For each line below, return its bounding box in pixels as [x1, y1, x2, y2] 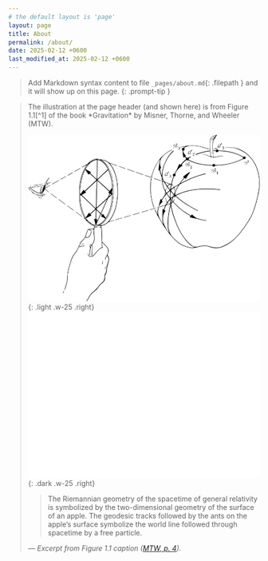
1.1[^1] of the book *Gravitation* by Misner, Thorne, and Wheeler [27, 110, 240, 120]
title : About [8, 30, 52, 38]
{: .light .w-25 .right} [27, 302, 95, 312]
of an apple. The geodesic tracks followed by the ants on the [47, 511, 247, 520]
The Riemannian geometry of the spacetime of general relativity [47, 494, 258, 503]
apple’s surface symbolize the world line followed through [47, 519, 238, 529]
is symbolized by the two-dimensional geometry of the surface [47, 502, 255, 511]
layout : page [8, 21, 52, 30]
